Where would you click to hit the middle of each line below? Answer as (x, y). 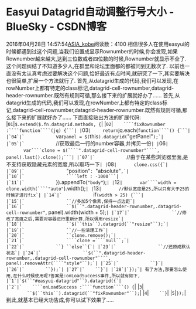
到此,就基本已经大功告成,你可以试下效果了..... (60, 300)
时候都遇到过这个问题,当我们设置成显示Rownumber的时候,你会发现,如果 (92, 51)
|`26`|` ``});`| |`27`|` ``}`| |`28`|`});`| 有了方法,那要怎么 (94, 269)
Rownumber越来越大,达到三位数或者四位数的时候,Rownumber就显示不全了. (96, 59)
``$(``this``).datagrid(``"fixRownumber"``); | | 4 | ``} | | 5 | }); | (106, 293)
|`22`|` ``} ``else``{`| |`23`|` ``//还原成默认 (98, 247)
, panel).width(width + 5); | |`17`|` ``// (114, 212)
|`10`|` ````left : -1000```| (62, 176)
